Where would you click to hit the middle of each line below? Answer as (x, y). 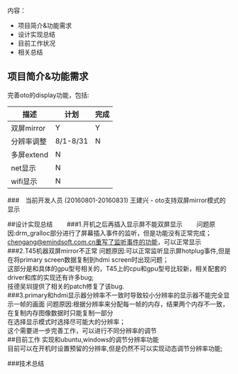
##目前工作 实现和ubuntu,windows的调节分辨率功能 (83, 339)
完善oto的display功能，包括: (49, 95)
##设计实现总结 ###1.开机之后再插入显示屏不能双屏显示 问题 (108, 224)
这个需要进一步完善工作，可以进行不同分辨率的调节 (82, 330)
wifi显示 (24, 181)
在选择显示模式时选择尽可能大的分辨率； (66, 321)
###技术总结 (26, 363)
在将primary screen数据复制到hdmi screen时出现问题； (88, 259)
